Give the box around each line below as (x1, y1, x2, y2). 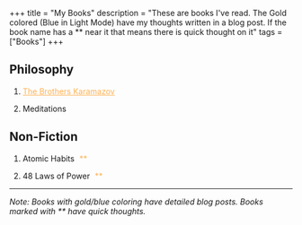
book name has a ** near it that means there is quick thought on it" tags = (9, 27, 283, 37)
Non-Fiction (9, 129, 78, 144)
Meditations (22, 103, 67, 114)
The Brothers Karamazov (22, 85, 115, 97)
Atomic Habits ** (22, 152, 88, 164)
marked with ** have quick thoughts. (9, 205, 147, 216)
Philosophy (9, 62, 75, 77)
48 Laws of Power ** (22, 170, 103, 181)
